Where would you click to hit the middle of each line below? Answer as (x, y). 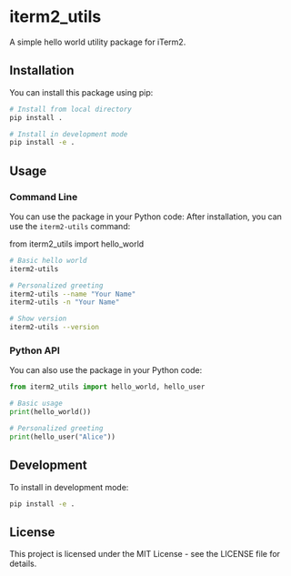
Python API (35, 350)
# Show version (38, 319)
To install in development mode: (69, 487)
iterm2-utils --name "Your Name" (73, 294)
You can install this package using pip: (81, 92)
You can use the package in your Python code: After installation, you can (145, 217)
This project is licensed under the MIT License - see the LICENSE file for (145, 554)
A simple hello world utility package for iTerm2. (98, 42)
